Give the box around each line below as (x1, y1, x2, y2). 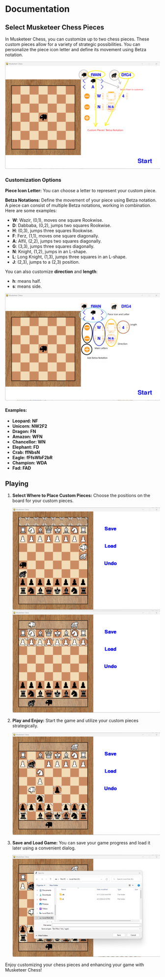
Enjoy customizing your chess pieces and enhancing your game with (5, 962, 144, 968)
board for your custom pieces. (12, 498, 74, 504)
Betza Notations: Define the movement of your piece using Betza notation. (5, 197, 157, 203)
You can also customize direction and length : (5, 269, 98, 274)
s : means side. (12, 283, 42, 289)
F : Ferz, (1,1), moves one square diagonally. (12, 233, 99, 239)
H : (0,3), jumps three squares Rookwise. (12, 228, 94, 234)
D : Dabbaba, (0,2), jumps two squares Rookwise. (12, 223, 111, 229)
